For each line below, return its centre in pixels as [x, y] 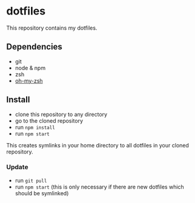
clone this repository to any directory [61, 114]
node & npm [30, 68]
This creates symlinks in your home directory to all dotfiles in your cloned [98, 145]
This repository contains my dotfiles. [52, 28]
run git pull [31, 180]
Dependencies [34, 47]
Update [17, 167]
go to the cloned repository [49, 121]
